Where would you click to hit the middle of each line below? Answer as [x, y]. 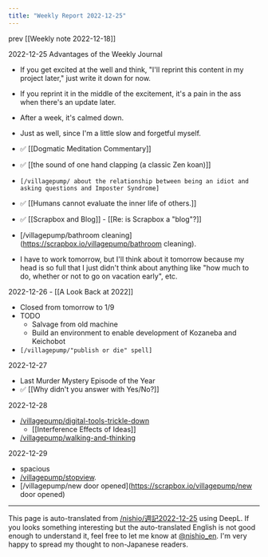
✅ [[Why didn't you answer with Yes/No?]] [89, 389]
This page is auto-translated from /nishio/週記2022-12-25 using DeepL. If [129, 518]
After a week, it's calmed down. [72, 118]
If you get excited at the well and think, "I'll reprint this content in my [132, 70]
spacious [35, 468]
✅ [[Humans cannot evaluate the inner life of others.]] [108, 203]
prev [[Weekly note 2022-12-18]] [62, 38]
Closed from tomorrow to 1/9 [67, 307]
